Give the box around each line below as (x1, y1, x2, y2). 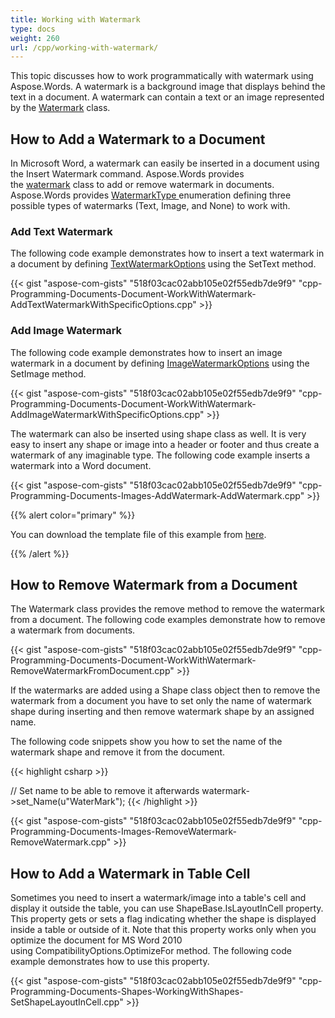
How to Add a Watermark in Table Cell (10, 865, 251, 882)
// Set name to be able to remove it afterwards (10, 785, 200, 797)
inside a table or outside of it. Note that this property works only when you (10, 924, 317, 936)
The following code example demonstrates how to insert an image (10, 346, 283, 358)
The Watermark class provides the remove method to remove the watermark (10, 603, 325, 615)
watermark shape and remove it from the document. (10, 746, 226, 758)
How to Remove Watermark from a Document (10, 577, 298, 594)
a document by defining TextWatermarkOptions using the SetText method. (10, 258, 317, 270)
